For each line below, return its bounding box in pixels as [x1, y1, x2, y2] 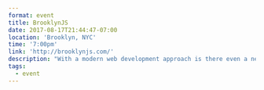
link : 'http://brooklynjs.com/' [8, 48, 114, 56]
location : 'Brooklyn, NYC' [8, 33, 97, 41]
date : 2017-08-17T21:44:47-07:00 [8, 26, 118, 34]
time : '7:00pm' [8, 41, 58, 49]
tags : [8, 63, 26, 70]
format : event [8, 11, 55, 20]
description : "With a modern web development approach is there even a [8, 56, 247, 63]
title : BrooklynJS [8, 19, 68, 27]
